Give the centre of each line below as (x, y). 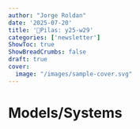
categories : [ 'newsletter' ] (55, 37)
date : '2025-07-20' (40, 23)
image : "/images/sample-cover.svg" (74, 74)
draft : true (28, 60)
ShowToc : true (32, 45)
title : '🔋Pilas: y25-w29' (51, 30)
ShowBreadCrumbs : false (47, 52)
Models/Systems (65, 113)
